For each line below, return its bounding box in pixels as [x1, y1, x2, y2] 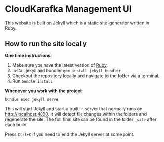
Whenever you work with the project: [5, 88, 83, 94]
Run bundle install [12, 78, 53, 84]
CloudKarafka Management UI [5, 3, 132, 15]
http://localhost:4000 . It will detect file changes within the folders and [5, 111, 147, 117]
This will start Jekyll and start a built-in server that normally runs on [5, 105, 143, 112]
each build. [5, 121, 28, 127]
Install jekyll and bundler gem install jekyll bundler [12, 67, 121, 73]
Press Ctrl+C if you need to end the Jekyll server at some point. [5, 131, 135, 137]
